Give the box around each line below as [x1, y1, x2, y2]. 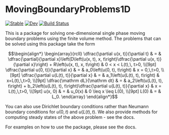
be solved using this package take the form [5, 40, 95, 47]
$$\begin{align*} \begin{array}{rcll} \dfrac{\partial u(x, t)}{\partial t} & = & [8, 51, 161, 57]
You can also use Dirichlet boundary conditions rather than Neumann [5, 103, 149, 109]
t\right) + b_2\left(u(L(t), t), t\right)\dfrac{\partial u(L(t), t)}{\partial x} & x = [8, 82, 162, 89]
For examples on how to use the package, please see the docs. [5, 124, 137, 130]
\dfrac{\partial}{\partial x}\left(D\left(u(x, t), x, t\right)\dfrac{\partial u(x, [8, 56, 156, 62]
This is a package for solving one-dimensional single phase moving [5, 30, 145, 36]
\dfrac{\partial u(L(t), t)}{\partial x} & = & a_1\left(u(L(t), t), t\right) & [21, 72, 160, 78]
